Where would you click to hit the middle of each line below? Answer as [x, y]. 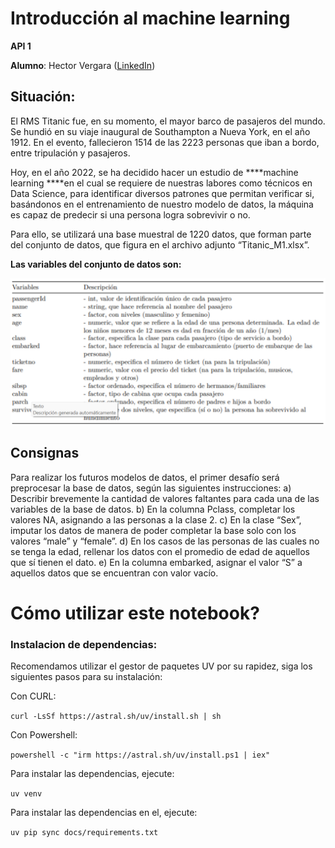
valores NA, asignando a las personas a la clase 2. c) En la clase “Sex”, [156, 519]
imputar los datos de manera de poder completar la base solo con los [153, 530]
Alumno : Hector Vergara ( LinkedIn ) [83, 65]
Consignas [45, 453]
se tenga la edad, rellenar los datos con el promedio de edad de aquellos [160, 551]
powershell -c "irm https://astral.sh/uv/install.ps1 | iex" [140, 755]
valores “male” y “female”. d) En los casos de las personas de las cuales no [165, 541]
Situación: [43, 97]
